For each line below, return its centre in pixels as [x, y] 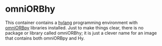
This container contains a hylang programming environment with [72, 23]
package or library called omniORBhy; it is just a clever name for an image [81, 33]
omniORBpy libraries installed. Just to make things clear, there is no [74, 27]
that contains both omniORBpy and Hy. [45, 38]
